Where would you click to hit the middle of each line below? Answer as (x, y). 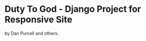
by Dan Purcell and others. (32, 33)
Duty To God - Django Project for (73, 9)
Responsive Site (39, 20)
